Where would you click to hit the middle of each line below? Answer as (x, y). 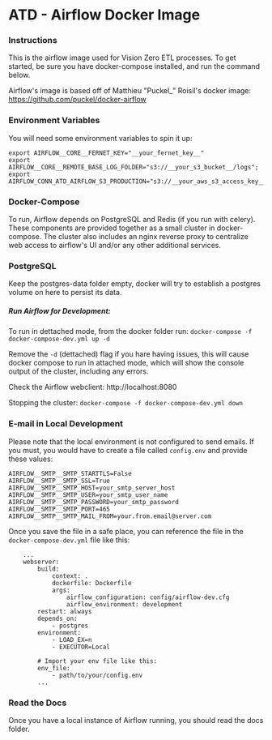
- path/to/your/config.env (97, 675)
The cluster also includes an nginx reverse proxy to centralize (146, 237)
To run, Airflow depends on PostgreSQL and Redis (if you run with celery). (132, 220)
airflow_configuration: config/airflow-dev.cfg (148, 597)
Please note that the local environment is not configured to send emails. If (132, 441)
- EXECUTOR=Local (81, 647)
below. (19, 75)
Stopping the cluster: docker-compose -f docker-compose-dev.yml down (126, 403)
